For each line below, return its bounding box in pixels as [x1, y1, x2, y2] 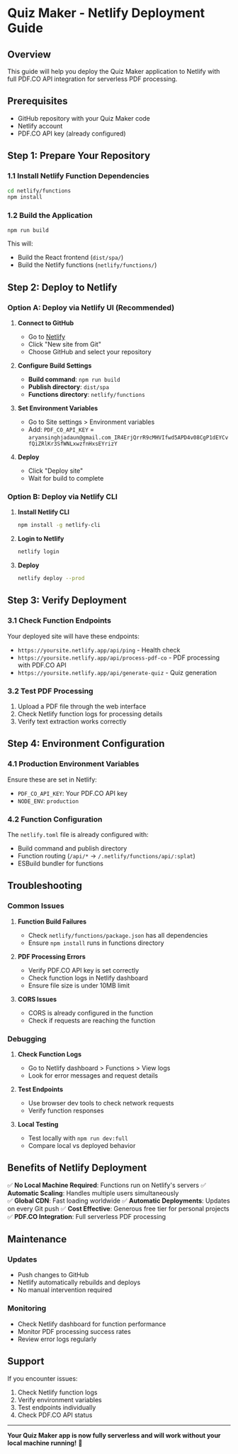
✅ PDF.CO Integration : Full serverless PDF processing [7, 1212, 166, 1220]
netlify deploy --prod [17, 575, 85, 582]
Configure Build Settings [17, 361, 92, 370]
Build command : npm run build [28, 375, 120, 384]
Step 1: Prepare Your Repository [7, 150, 151, 162]
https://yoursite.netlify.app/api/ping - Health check [17, 645, 181, 654]
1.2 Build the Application [7, 211, 93, 221]
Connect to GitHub [17, 319, 74, 327]
